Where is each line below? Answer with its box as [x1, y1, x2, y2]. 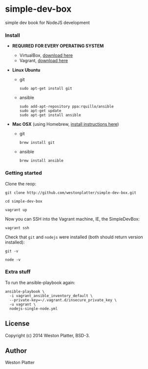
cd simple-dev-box [5, 199, 42, 204]
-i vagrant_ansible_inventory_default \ [9, 293, 93, 298]
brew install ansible [19, 158, 63, 163]
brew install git [19, 140, 55, 145]
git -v [5, 249, 19, 254]
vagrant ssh [5, 225, 29, 231]
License [5, 320, 30, 328]
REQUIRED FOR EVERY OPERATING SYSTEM [12, 43, 104, 49]
